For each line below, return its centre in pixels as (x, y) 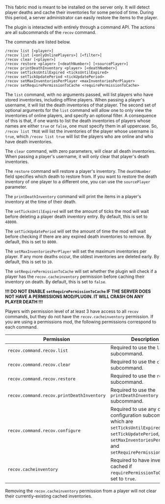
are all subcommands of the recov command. (51, 32)
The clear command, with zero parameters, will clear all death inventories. (80, 151)
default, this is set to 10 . (29, 262)
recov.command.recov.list (38, 351)
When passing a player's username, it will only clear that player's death (77, 156)
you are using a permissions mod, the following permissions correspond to (81, 322)
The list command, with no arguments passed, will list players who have (79, 95)
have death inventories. (29, 142)
